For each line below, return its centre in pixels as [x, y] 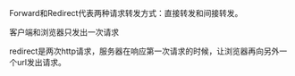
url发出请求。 [42, 62]
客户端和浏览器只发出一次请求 [64, 32]
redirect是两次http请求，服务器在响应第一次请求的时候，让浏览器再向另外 [144, 51]
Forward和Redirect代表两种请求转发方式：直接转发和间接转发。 [126, 13]
